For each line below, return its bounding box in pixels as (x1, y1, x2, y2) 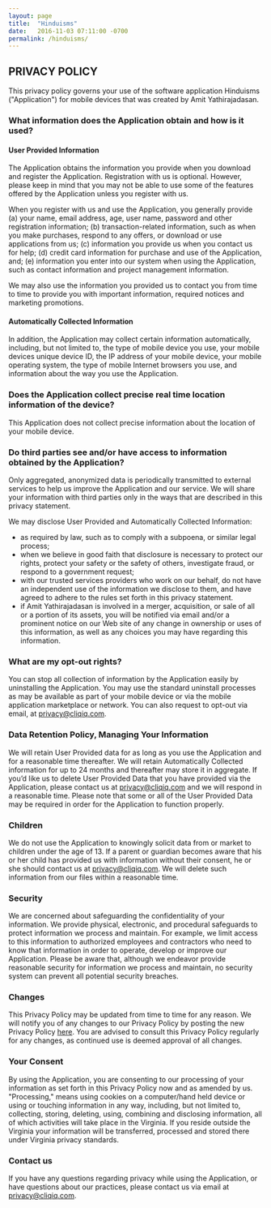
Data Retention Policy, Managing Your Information (8, 729, 209, 740)
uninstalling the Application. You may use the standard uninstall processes (8, 683, 256, 693)
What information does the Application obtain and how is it (8, 114, 244, 126)
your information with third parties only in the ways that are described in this (8, 492, 263, 502)
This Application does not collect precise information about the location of (8, 418, 256, 427)
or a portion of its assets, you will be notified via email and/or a (19, 610, 231, 619)
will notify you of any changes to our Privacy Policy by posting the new (8, 1018, 245, 1028)
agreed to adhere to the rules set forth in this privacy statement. (19, 593, 234, 602)
